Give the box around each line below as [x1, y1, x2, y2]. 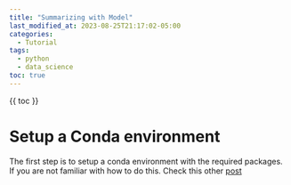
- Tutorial [17, 37, 58, 47]
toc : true [9, 71, 46, 80]
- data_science [17, 63, 74, 72]
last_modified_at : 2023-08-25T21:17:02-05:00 [9, 21, 181, 30]
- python [17, 54, 50, 63]
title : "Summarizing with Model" [9, 12, 133, 22]
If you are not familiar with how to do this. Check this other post [9, 165, 242, 176]
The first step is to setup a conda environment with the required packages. [9, 156, 283, 166]
